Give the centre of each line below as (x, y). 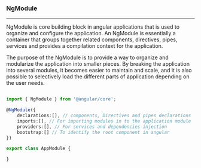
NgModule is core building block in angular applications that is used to (93, 27)
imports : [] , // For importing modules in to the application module (104, 121)
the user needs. (25, 83)
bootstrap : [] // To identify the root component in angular (93, 132)
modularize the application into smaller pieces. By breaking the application (98, 64)
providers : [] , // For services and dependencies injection (92, 127)
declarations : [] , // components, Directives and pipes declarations (104, 116)
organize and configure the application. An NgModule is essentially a (91, 33)
